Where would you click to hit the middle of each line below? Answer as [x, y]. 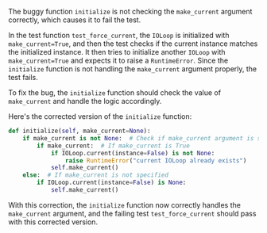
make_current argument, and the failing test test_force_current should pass [132, 213]
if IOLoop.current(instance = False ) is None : [112, 183]
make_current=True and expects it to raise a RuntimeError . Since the [118, 60]
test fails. [23, 77]
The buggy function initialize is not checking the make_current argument [130, 11]
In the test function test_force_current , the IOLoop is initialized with [119, 35]
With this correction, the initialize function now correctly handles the [124, 204]
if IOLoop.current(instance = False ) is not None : [133, 153]
